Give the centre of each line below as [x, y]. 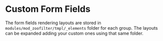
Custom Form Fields [48, 9]
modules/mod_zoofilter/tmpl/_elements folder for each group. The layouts [81, 28]
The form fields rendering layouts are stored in [53, 23]
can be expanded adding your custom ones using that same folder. [74, 33]
